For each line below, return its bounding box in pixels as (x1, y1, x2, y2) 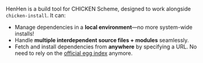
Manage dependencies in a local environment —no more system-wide (14, 24, 193, 31)
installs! (14, 30, 34, 37)
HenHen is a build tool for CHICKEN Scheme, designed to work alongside (6, 6, 191, 12)
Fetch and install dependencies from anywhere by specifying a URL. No (14, 43, 197, 50)
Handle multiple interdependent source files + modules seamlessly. (14, 37, 190, 43)
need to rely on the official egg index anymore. (14, 50, 133, 57)
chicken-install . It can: (6, 12, 66, 19)
